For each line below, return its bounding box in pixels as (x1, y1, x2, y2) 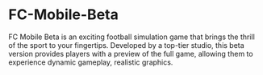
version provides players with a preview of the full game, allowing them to (8, 49, 253, 58)
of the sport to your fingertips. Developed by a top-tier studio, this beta (8, 40, 244, 49)
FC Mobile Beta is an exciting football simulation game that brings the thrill (8, 32, 256, 41)
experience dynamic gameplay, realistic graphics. (8, 57, 173, 67)
